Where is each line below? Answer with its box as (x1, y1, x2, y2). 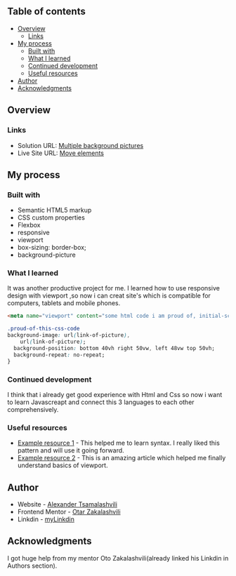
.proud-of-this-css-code (7, 326, 80, 333)
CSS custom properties (17, 213, 86, 222)
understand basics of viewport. (17, 461, 108, 469)
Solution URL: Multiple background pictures (17, 141, 144, 149)
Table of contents (7, 6, 86, 18)
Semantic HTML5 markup (17, 206, 92, 215)
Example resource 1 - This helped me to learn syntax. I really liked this (17, 438, 220, 448)
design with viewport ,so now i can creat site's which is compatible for (7, 291, 211, 300)
